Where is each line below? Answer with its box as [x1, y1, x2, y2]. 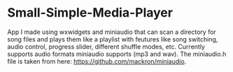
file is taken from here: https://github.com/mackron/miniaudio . [7, 57, 187, 65]
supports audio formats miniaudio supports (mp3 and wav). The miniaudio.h [7, 50, 227, 58]
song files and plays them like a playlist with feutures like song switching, [7, 35, 218, 43]
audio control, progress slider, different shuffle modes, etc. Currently [7, 42, 205, 51]
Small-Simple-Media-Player [7, 5, 174, 21]
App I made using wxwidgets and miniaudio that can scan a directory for [7, 28, 217, 36]
